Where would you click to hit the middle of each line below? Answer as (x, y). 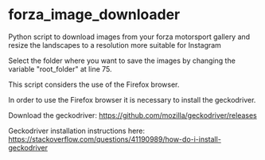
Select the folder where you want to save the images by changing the (122, 60)
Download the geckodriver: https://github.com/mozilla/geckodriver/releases (132, 115)
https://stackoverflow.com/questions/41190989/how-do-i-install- (115, 139)
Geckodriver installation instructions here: (77, 131)
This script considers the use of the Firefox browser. (94, 84)
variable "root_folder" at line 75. (60, 68)
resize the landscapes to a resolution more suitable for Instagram (115, 45)
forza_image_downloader (94, 15)
